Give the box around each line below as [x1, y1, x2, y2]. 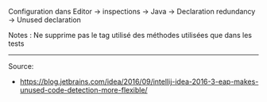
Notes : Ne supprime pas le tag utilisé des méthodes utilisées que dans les [8, 31, 253, 40]
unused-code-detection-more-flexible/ [19, 85, 149, 94]
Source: [8, 62, 34, 70]
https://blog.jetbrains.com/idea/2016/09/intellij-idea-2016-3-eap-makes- [19, 77, 259, 86]
